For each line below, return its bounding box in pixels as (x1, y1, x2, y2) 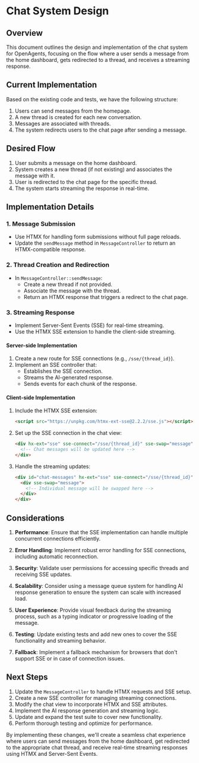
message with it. (14, 172, 55, 179)
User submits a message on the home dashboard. (14, 159, 137, 166)
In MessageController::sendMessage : (14, 274, 103, 281)
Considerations (6, 513, 65, 523)
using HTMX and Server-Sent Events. (6, 750, 98, 757)
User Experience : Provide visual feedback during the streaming (14, 606, 171, 613)
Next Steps (6, 672, 48, 683)
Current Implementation (6, 80, 97, 90)
